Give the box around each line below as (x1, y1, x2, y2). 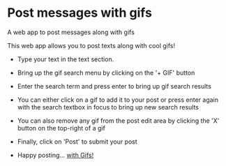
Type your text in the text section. (17, 54, 114, 63)
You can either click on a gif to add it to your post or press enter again (17, 96, 218, 104)
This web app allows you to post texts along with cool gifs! (7, 41, 176, 50)
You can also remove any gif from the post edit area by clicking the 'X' (17, 116, 220, 125)
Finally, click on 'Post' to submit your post (17, 137, 137, 146)
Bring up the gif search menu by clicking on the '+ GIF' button (17, 68, 195, 77)
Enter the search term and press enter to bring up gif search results (17, 82, 211, 90)
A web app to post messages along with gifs (7, 28, 135, 36)
